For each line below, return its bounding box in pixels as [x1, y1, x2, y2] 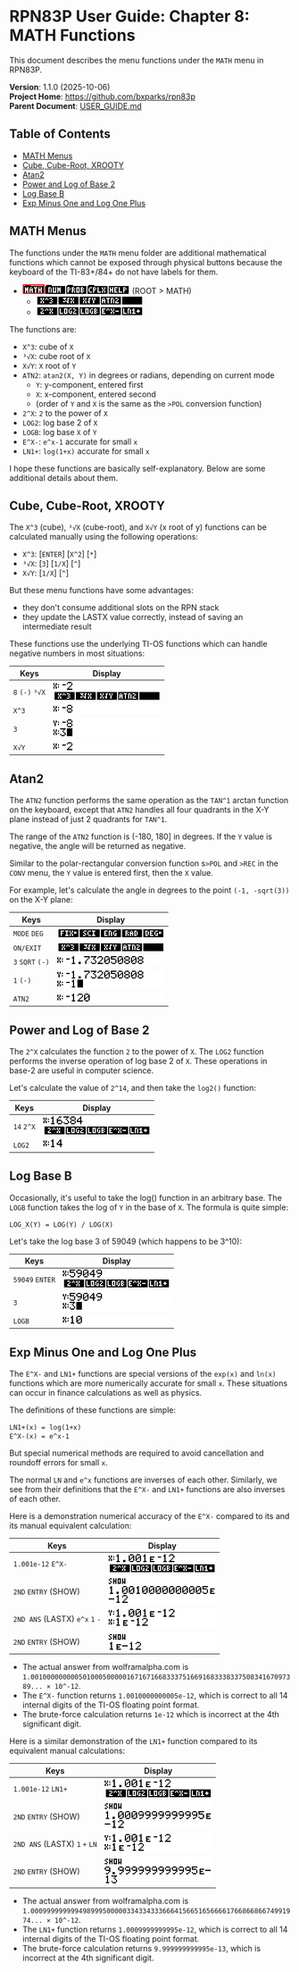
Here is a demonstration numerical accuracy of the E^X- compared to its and [9, 1511, 290, 1522]
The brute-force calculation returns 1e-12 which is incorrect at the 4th [21, 1709, 279, 1720]
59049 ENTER [12, 1275, 56, 1284]
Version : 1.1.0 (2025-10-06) [9, 81, 111, 92]
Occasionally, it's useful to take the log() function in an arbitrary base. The [9, 1192, 283, 1203]
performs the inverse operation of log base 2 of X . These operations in [9, 1056, 268, 1067]
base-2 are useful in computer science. [9, 1065, 154, 1076]
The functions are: [9, 323, 78, 334]
